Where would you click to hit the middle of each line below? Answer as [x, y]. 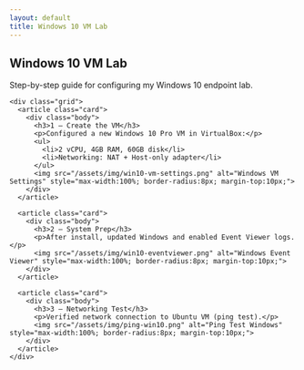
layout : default [40, 18]
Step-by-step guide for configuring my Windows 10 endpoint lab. [131, 85]
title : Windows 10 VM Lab [58, 26]
